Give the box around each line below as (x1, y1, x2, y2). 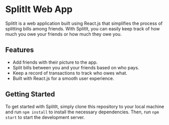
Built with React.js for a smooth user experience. (12, 75, 114, 81)
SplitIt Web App (5, 4, 73, 15)
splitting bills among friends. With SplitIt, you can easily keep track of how (5, 25, 160, 31)
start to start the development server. (5, 114, 85, 120)
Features (5, 46, 34, 54)
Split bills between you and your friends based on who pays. (12, 64, 140, 70)
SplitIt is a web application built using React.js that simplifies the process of (5, 20, 163, 26)
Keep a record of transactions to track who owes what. (12, 70, 128, 76)
